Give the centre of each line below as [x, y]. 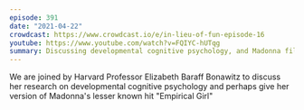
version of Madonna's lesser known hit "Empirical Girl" [111, 96]
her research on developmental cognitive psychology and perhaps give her [149, 87]
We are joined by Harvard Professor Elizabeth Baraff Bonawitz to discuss [145, 77]
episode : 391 [34, 18]
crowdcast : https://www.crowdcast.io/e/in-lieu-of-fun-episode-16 [137, 34]
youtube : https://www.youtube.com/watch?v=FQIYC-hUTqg [115, 43]
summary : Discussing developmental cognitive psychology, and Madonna [145, 51]
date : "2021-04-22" [46, 26]
